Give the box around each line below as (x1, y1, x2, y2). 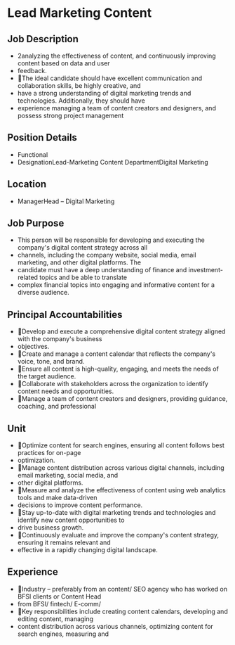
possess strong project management (17, 111, 124, 120)
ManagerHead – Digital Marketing (17, 197, 115, 205)
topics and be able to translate (39, 273, 128, 282)
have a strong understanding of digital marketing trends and (17, 89, 192, 97)
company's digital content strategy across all (17, 243, 148, 252)
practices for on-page (17, 449, 81, 457)
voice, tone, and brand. (17, 357, 85, 366)
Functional (17, 150, 48, 159)
